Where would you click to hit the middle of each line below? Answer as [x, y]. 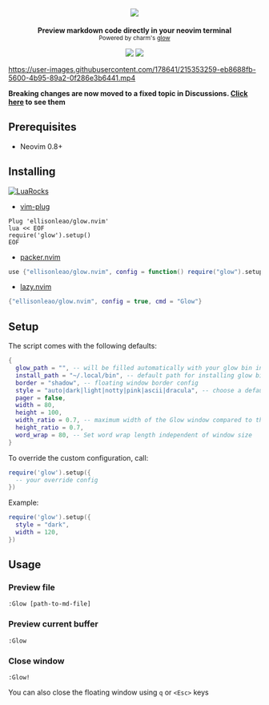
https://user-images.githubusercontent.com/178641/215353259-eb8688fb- [132, 69]
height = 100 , [39, 413]
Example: [24, 503]
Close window [36, 661]
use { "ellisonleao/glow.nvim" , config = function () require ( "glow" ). [127, 272]
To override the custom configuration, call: [78, 457]
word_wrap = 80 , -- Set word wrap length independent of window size [134, 435]
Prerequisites [42, 127]
